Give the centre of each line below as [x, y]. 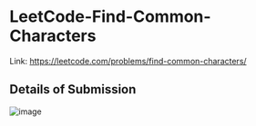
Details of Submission [73, 89]
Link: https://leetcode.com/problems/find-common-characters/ [128, 61]
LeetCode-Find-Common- [110, 17]
